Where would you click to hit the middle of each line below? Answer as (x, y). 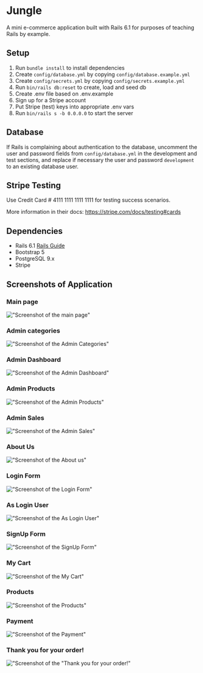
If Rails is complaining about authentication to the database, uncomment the (102, 147)
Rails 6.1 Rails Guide (40, 246)
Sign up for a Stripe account (51, 100)
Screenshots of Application (59, 284)
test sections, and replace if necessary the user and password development (100, 160)
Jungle (24, 11)
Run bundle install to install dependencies (70, 68)
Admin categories (33, 331)
